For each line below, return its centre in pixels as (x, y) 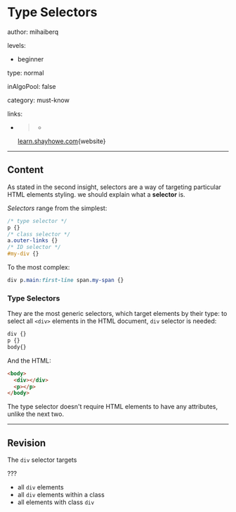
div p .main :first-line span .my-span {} (66, 280)
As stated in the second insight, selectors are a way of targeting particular (114, 187)
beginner (31, 59)
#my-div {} (23, 254)
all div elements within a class (61, 495)
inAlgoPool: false (32, 86)
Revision (27, 443)
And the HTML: (29, 360)
